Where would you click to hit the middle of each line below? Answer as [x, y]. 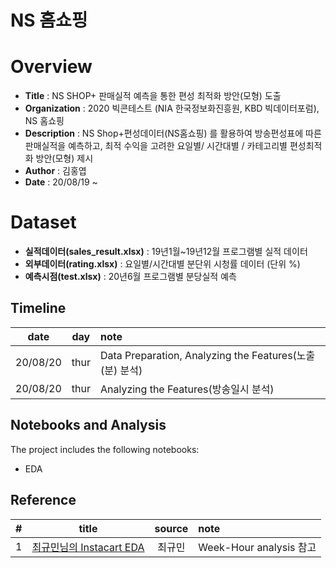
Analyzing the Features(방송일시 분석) [187, 389]
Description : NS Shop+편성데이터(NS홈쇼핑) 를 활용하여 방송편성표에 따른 [173, 133]
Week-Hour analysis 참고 [257, 547]
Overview [51, 67]
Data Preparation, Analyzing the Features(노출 [207, 355]
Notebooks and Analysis [88, 425]
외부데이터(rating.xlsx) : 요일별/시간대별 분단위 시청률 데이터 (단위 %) [162, 264]
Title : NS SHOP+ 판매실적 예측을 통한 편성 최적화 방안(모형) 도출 [153, 96]
